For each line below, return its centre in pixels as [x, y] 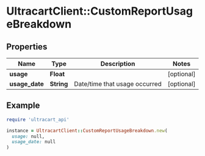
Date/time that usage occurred [118, 84]
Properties [27, 47]
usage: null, [28, 136]
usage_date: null [34, 142]
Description [118, 64]
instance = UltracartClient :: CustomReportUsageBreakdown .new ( [87, 130]
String [59, 84]
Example [23, 106]
